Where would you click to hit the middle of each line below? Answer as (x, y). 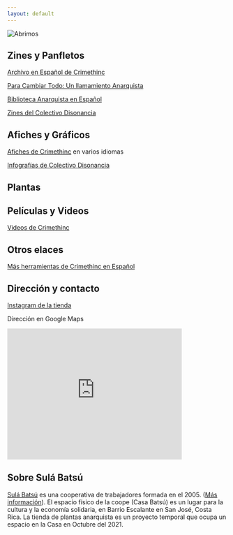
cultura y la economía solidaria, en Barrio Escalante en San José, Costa (110, 509)
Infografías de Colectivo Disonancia (59, 166)
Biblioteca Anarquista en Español (55, 99)
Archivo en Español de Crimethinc (56, 72)
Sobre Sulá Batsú (45, 478)
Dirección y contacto (53, 288)
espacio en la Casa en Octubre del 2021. (66, 524)
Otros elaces (36, 250)
